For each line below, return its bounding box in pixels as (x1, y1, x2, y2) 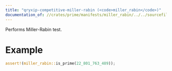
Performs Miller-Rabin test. (5, 26, 62, 32)
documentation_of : (5, 12, 45, 17)
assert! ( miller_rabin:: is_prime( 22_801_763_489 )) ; (5, 61, 116, 66)
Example (5, 44, 43, 56)
